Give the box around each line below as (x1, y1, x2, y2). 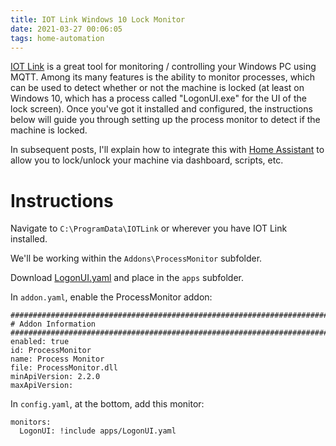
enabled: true (10, 337, 70, 347)
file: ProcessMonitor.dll (10, 363, 118, 373)
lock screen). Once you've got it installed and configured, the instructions (10, 103, 313, 115)
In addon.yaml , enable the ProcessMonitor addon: (10, 291, 213, 303)
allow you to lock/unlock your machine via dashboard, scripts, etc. (10, 154, 284, 166)
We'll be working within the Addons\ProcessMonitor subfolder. (10, 252, 263, 265)
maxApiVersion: (10, 381, 74, 391)
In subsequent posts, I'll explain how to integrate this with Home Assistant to (10, 144, 325, 156)
